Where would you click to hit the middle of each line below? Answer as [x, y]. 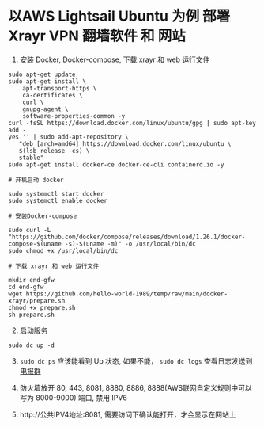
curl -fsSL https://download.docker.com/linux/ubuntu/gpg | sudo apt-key [132, 123]
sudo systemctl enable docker [58, 200]
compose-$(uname [35, 244]
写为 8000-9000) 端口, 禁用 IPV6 [74, 398]
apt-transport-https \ [60, 88]
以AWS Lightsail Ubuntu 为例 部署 [119, 16]
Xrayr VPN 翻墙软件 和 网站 [97, 36]
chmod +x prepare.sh [42, 307]
